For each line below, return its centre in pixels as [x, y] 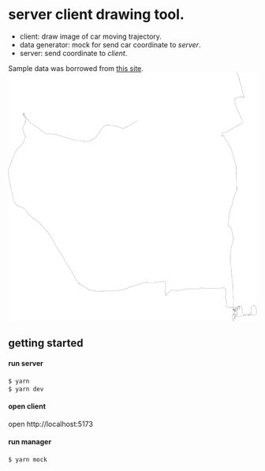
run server [26, 363]
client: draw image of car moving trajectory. [90, 36]
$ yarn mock [28, 459]
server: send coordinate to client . [73, 53]
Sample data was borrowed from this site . [76, 68]
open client [27, 406]
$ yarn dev [26, 389]
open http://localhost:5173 [50, 424]
